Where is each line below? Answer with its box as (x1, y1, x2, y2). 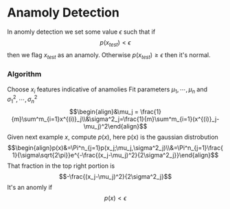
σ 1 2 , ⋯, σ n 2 (7, 94, 38, 105)
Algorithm (7, 69, 42, 79)
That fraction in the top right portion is (7, 162, 115, 170)
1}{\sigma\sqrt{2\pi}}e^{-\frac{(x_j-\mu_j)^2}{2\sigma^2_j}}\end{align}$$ (12, 151, 219, 159)
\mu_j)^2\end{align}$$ (83, 122, 148, 131)
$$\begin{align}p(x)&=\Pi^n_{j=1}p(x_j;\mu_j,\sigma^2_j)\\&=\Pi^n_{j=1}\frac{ (8, 144, 223, 152)
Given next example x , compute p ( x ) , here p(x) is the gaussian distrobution (7, 133, 218, 142)
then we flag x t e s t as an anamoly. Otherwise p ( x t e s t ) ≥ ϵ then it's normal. (7, 50, 211, 60)
